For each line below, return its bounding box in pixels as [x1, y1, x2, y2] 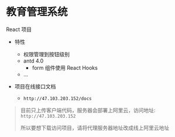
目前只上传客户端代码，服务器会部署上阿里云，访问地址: [20, 107, 156, 114]
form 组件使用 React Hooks [32, 64, 98, 71]
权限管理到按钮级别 [23, 50, 70, 57]
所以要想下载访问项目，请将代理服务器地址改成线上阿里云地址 [20, 124, 170, 131]
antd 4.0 [23, 57, 44, 64]
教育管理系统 [6, 5, 68, 19]
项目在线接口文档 [14, 83, 56, 90]
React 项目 [6, 26, 32, 33]
